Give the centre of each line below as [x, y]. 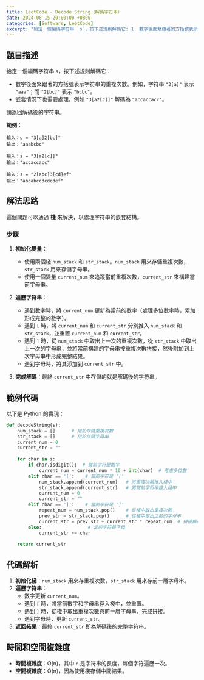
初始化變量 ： [31, 249]
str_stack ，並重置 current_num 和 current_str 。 [85, 334]
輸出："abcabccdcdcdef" [35, 181]
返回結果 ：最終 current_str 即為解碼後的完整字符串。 [82, 626]
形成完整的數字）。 [47, 318]
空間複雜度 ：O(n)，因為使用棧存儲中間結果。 [71, 671]
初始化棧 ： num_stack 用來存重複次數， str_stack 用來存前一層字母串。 [102, 581]
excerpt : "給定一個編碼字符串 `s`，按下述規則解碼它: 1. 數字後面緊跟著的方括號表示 [102, 29]
